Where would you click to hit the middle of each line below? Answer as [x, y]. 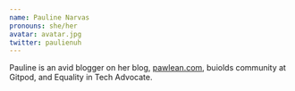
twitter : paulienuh [46, 42]
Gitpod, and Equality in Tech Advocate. [81, 78]
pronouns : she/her [43, 26]
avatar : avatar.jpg [46, 34]
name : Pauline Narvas [50, 17]
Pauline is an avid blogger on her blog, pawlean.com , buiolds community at [147, 68]
